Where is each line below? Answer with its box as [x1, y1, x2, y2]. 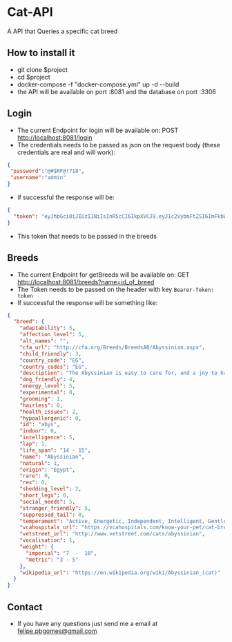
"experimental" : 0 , [19, 389, 76, 396]
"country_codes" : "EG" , [19, 363, 88, 370]
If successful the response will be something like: [17, 298, 158, 306]
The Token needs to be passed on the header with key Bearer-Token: [17, 285, 214, 293]
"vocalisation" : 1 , [19, 537, 76, 544]
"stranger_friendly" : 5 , [19, 504, 91, 512]
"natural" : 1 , [19, 459, 60, 467]
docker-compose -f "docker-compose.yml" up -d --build [17, 80, 180, 89]
